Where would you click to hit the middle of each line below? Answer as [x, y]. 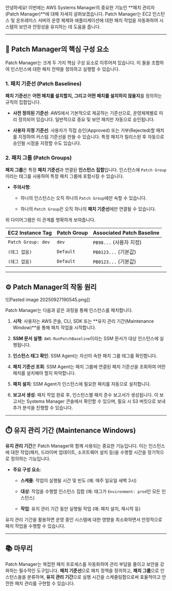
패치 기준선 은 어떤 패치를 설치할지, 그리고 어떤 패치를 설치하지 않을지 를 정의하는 [84, 96]
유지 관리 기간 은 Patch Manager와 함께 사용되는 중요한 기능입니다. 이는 [76, 446]
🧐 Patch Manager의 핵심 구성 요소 [57, 50]
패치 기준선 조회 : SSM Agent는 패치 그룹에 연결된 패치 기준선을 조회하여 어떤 [89, 367]
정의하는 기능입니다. [30, 459]
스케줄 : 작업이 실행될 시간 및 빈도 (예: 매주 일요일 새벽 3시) [79, 481]
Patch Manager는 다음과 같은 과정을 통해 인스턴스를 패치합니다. [69, 310]
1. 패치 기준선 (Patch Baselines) [44, 84]
